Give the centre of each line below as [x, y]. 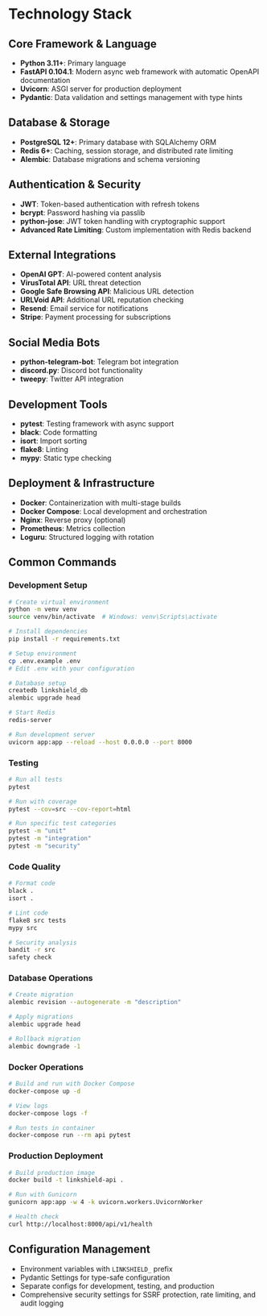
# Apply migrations [41, 1017]
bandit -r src [32, 950]
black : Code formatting [59, 433]
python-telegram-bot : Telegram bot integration [99, 362]
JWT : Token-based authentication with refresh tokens [109, 204]
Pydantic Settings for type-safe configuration [95, 1277]
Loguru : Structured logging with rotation [87, 537]
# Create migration [41, 995]
